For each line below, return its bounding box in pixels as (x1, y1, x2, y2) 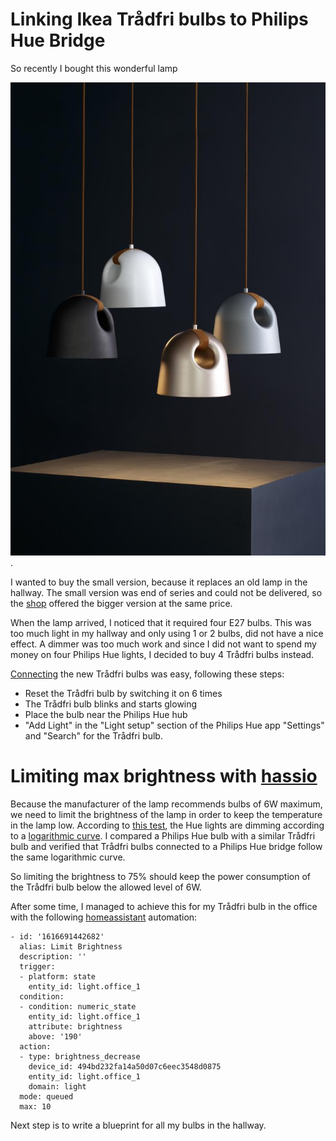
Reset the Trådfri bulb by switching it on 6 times (24, 687, 223, 699)
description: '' (19, 951, 87, 962)
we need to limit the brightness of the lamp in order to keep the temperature (10, 808, 323, 820)
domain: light (28, 1081, 87, 1092)
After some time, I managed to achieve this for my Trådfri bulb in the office (10, 900, 318, 912)
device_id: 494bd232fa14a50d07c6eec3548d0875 (28, 1061, 222, 1072)
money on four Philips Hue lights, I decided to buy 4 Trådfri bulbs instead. (10, 648, 315, 660)
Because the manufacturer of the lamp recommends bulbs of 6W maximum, (10, 798, 323, 810)
